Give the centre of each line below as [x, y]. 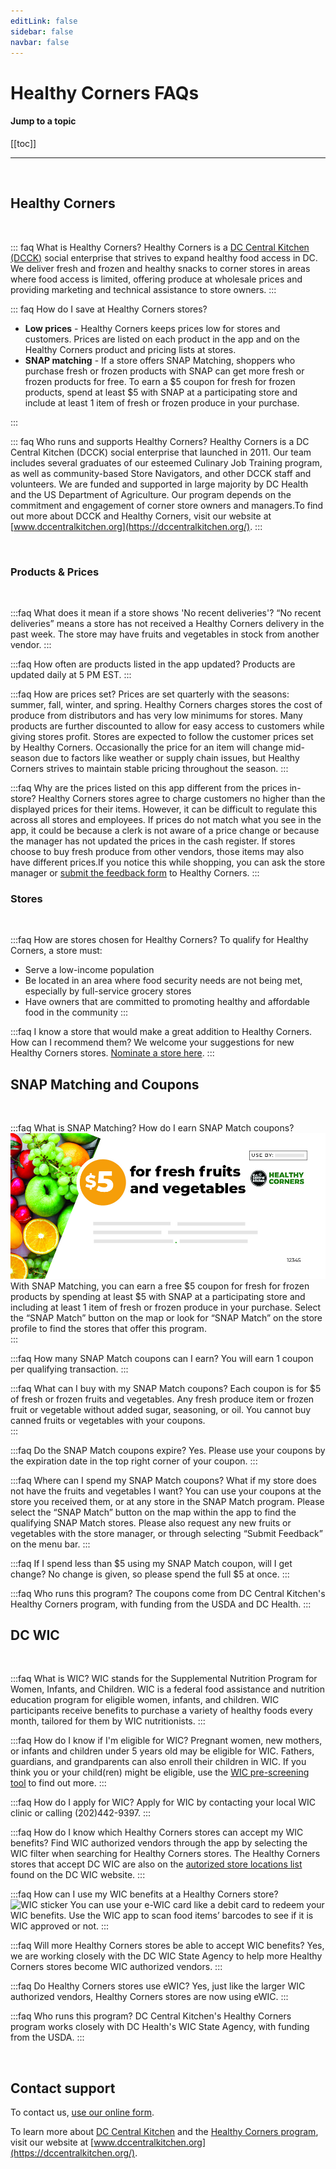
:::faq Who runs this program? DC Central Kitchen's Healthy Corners [151, 2016]
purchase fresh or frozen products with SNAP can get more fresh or [164, 371]
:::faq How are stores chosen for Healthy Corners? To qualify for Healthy [159, 940]
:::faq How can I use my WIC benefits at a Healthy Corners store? [144, 1894]
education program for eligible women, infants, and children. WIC [145, 1700]
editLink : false [44, 21]
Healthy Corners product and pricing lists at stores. [130, 349]
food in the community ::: [76, 1012]
